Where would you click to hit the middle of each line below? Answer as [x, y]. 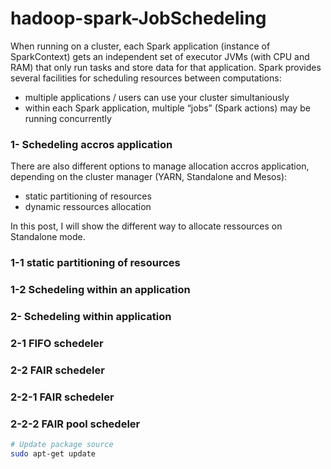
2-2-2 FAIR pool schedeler [75, 424]
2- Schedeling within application [91, 316]
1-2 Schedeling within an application [100, 290]
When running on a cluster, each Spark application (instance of [140, 46]
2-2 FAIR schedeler [57, 370]
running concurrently [68, 118]
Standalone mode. [48, 237]
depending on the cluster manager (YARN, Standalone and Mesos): [149, 177]
